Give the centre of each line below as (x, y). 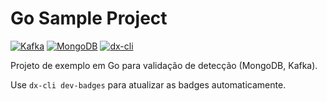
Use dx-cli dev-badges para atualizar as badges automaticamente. (148, 84)
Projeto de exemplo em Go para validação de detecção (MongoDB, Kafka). (164, 65)
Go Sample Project (89, 18)
